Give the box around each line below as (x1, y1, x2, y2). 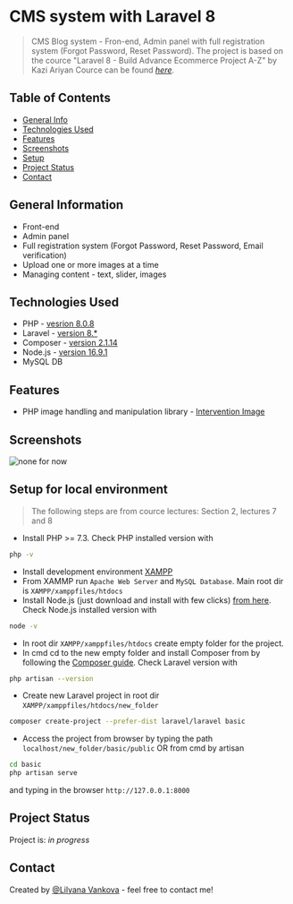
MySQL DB (21, 357, 63, 367)
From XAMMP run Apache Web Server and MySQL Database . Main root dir (21, 575, 284, 586)
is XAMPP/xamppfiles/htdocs (21, 585, 123, 596)
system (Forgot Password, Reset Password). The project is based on (30, 45, 284, 56)
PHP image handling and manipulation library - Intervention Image (21, 406, 265, 418)
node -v (9, 621, 38, 631)
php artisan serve (9, 769, 78, 778)
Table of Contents (9, 90, 112, 106)
